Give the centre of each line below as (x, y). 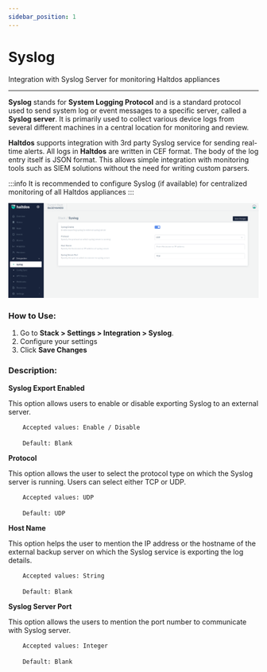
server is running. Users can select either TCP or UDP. (97, 481)
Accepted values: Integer (66, 646)
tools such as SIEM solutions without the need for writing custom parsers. (129, 168)
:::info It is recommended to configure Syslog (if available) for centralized (128, 183)
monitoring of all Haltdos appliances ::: (71, 191)
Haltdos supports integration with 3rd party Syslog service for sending (124, 142)
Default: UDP (44, 513)
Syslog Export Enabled (46, 388)
